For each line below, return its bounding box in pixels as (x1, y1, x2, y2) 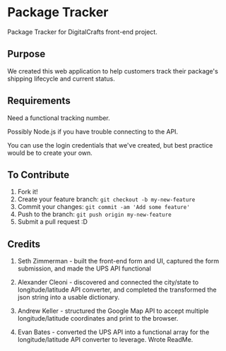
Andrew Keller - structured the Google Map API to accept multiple (17, 307, 209, 315)
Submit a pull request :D (17, 218, 88, 226)
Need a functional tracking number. (7, 114, 111, 122)
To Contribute (7, 169, 70, 181)
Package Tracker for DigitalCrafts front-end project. (7, 28, 157, 36)
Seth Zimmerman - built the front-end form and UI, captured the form (17, 257, 220, 266)
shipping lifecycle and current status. (7, 74, 115, 83)
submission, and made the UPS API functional (17, 264, 152, 273)
